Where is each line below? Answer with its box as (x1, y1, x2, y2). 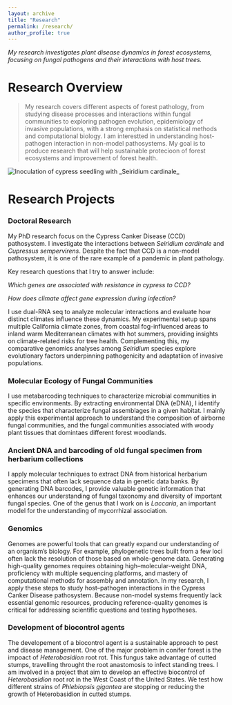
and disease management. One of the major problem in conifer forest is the (8, 646, 222, 654)
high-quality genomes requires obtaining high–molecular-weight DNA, (8, 561, 207, 570)
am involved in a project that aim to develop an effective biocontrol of (8, 668, 206, 676)
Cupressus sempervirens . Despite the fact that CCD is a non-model (8, 247, 200, 255)
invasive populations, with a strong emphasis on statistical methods (24, 125, 217, 133)
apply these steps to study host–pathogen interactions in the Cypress (8, 583, 206, 592)
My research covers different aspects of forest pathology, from (24, 103, 204, 111)
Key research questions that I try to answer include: (8, 267, 155, 276)
